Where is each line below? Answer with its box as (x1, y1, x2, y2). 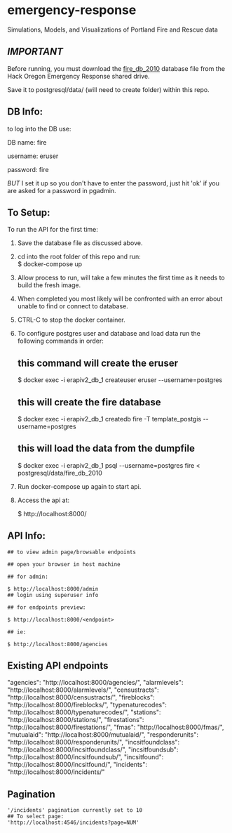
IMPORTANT (7, 46, 63, 58)
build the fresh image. (17, 281, 81, 289)
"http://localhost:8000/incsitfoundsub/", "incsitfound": (7, 753, 164, 761)
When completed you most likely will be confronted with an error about (17, 294, 223, 303)
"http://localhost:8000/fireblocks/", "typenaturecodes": (7, 701, 167, 709)
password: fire (7, 165, 49, 173)
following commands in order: (17, 336, 104, 346)
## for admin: (7, 573, 49, 580)
